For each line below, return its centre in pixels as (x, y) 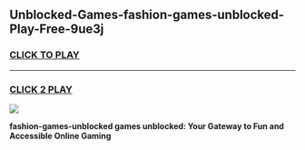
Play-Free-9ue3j (57, 30)
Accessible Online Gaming (60, 135)
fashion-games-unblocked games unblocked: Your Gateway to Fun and (147, 125)
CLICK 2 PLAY (41, 89)
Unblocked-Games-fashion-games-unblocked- (147, 15)
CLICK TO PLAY (44, 55)
